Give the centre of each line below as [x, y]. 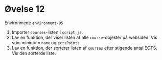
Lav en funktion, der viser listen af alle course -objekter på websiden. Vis [84, 37]
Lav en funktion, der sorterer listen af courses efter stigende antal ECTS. [84, 48]
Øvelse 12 [25, 9]
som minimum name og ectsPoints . [46, 42]
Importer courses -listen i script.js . [47, 32]
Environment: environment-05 [34, 23]
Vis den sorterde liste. [34, 53]
